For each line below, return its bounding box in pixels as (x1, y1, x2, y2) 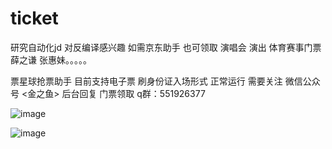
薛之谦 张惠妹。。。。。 (10, 53, 92, 66)
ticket (10, 7, 59, 30)
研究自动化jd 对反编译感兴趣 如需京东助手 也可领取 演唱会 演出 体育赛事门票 (10, 41, 322, 53)
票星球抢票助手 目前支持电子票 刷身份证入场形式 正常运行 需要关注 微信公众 (10, 75, 321, 87)
